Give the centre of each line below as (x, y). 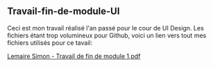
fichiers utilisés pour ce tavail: (50, 42)
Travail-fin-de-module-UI (63, 11)
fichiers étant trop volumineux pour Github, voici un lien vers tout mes (107, 35)
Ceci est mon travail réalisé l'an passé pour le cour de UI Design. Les (106, 28)
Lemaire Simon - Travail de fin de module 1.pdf (74, 56)
